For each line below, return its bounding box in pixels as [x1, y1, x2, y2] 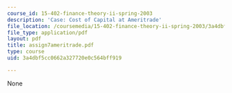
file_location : [7, 23, 51, 29]
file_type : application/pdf [7, 29, 88, 36]
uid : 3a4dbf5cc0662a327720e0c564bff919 [7, 55, 122, 62]
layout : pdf [7, 36, 41, 42]
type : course [7, 49, 45, 55]
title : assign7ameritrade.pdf [7, 42, 95, 49]
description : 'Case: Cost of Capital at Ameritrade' [7, 16, 162, 23]
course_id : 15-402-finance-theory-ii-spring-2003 [7, 10, 153, 17]
